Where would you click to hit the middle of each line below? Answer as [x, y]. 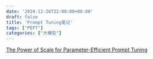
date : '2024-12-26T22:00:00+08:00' [50, 11]
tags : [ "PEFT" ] [25, 28]
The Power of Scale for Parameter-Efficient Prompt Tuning [77, 50]
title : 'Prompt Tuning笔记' [40, 22]
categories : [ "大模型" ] [34, 33]
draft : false [22, 17]
